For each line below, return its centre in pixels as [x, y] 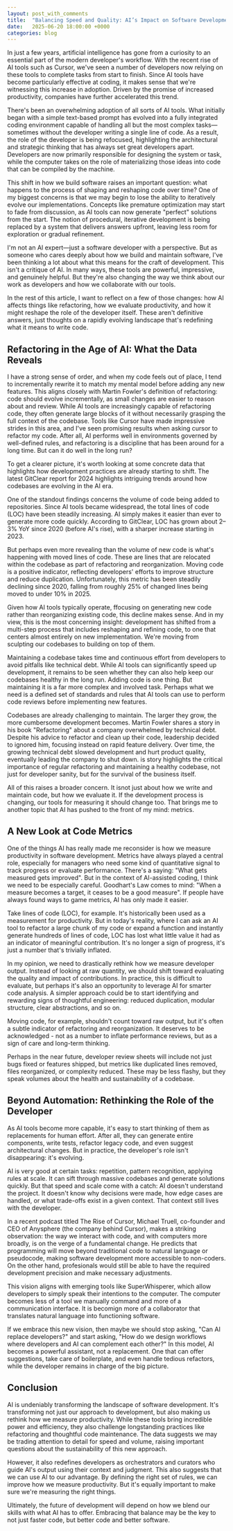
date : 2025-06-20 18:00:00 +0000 [59, 26]
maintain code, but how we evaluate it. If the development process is [105, 795]
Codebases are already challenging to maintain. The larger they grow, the [112, 716]
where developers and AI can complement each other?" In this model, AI [111, 1344]
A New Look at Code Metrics [70, 832]
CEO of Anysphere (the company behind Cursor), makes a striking [102, 1229]
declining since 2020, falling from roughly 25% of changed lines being [108, 587]
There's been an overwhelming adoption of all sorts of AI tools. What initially [116, 110]
